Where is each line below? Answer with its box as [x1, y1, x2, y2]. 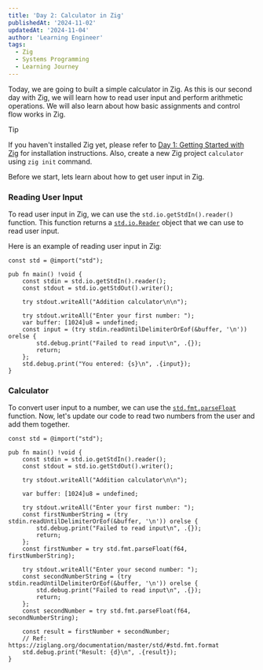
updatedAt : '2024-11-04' [8, 26, 89, 34]
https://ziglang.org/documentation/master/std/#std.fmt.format [8, 642, 220, 650]
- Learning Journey [15, 63, 79, 71]
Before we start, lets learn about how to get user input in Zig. [8, 172, 205, 181]
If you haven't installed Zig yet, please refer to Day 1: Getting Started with [8, 139, 245, 150]
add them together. [8, 420, 71, 429]
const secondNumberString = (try [22, 572, 132, 581]
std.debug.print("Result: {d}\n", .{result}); [22, 649, 177, 657]
